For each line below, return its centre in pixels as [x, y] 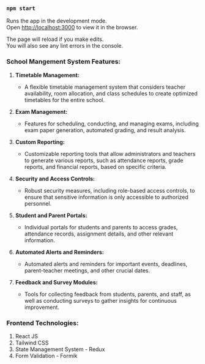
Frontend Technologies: [43, 323]
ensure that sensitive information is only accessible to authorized [106, 197]
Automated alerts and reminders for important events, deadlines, [106, 264]
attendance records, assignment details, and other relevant [99, 234]
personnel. [38, 203]
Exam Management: [41, 111]
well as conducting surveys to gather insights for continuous [101, 300]
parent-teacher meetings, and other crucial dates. [87, 270]
